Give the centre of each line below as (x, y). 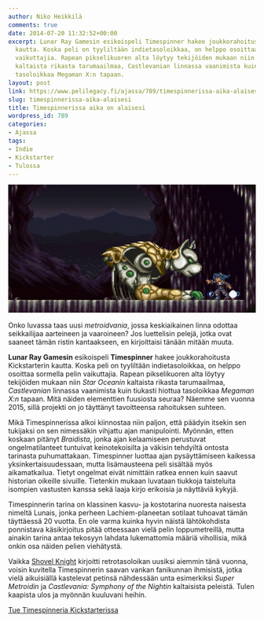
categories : (27, 124)
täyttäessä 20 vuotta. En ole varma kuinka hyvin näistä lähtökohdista (119, 521)
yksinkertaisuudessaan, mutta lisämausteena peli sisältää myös (111, 464)
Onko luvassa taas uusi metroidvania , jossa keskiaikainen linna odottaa (123, 325)
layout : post (29, 82)
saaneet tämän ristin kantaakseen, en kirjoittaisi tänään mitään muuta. (121, 342)
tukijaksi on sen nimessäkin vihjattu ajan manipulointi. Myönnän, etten (121, 430)
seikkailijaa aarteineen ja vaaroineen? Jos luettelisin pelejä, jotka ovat (120, 333)
